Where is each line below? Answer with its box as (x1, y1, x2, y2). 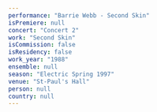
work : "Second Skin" (8, 33, 77, 42)
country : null (8, 92, 55, 100)
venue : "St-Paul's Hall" (8, 77, 90, 85)
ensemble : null (8, 63, 58, 71)
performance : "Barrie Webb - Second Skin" (8, 11, 150, 20)
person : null (8, 84, 51, 93)
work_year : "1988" (8, 56, 69, 64)
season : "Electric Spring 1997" (8, 70, 114, 78)
